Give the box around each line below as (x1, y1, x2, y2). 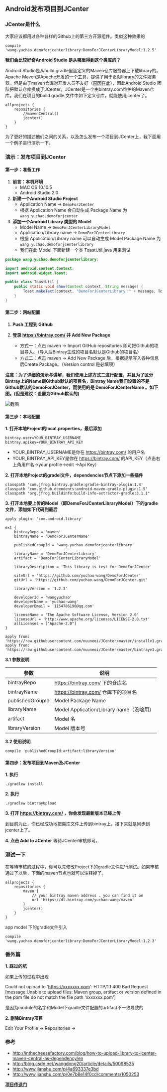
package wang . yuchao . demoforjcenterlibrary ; (5, 257, 99, 262)
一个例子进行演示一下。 (5, 140, 53, 146)
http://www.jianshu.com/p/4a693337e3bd (12, 1066, 99, 1072)
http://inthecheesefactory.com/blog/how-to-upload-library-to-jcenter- (12, 1050, 157, 1056)
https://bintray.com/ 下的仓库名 (54, 679, 127, 686)
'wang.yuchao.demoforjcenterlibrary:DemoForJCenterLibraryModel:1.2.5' (5, 47, 157, 52)
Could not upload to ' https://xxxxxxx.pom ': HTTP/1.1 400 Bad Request (5, 984, 148, 990)
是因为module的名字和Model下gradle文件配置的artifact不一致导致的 (5, 1005, 144, 1011)
